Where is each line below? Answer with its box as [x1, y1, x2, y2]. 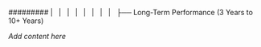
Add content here [8, 32, 67, 41]
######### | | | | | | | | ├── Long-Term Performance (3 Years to [8, 8, 253, 17]
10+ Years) [8, 16, 44, 25]
